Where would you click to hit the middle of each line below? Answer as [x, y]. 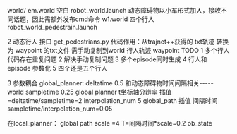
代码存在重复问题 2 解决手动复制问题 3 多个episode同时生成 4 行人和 [107, 59]
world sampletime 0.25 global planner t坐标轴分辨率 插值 [90, 92]
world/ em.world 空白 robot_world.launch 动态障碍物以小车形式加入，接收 [114, 10]
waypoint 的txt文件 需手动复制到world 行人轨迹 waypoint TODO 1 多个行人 [122, 50]
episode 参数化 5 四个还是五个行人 [57, 68]
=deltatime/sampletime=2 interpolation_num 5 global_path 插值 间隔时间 [113, 100]
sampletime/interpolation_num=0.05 [60, 109]
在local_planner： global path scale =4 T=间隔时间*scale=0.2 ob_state [110, 123]
